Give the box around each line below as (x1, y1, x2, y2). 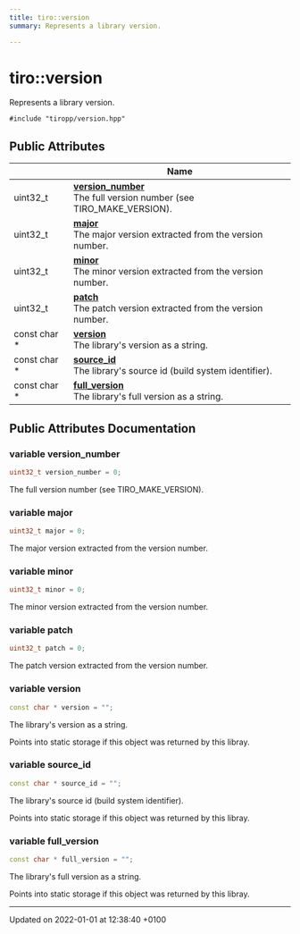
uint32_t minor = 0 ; (9, 585, 87, 594)
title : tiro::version (9, 13, 90, 22)
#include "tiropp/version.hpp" (9, 114, 126, 123)
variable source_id (9, 759, 91, 771)
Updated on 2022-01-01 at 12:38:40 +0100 (9, 913, 167, 925)
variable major (9, 506, 73, 518)
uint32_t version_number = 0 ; (9, 467, 122, 476)
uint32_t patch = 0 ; (9, 644, 87, 653)
